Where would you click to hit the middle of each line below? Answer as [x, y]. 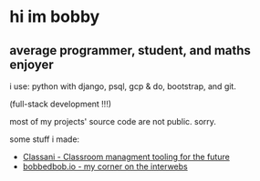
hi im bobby [55, 17]
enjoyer [32, 64]
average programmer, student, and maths [130, 50]
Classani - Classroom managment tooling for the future [126, 157]
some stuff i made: [45, 139]
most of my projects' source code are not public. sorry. [113, 121]
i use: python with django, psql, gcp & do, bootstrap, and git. [123, 86]
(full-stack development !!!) [61, 104]
